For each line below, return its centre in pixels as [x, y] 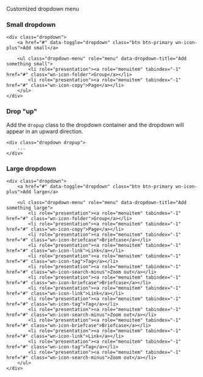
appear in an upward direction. [45, 131]
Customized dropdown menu [43, 9]
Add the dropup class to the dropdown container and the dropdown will [95, 125]
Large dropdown [31, 169]
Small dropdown [31, 24]
